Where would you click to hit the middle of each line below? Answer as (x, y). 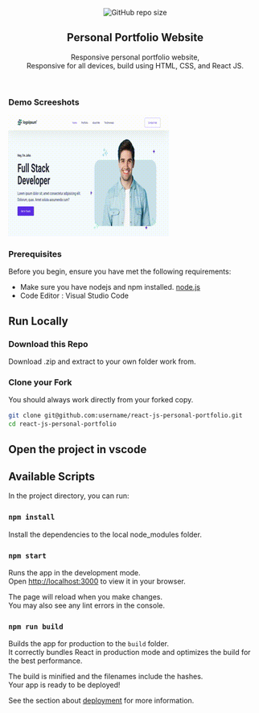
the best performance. (45, 661)
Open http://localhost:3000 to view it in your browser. (97, 581)
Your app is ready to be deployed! (64, 685)
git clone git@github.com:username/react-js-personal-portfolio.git (125, 416)
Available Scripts (51, 476)
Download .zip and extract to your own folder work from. (102, 361)
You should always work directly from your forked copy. (101, 400)
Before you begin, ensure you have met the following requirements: (120, 272)
